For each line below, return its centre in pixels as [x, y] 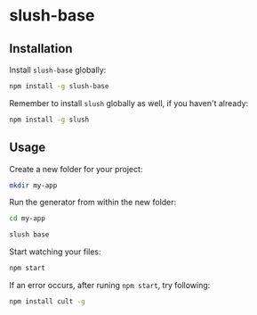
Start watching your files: [55, 252]
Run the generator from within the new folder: [93, 203]
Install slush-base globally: [58, 70]
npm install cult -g [48, 302]
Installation [41, 49]
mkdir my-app [33, 185]
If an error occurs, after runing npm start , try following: [110, 286]
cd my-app [28, 219]
